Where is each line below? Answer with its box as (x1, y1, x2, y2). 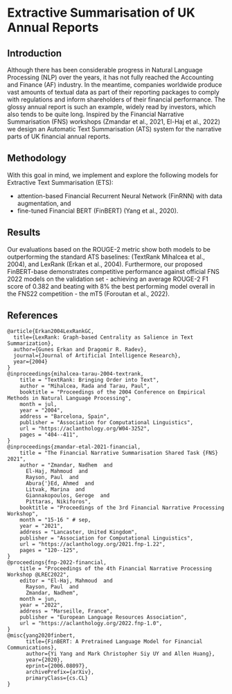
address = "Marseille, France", (19, 608, 113, 615)
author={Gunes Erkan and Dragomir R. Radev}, (13, 346, 148, 353)
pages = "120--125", (19, 547, 79, 554)
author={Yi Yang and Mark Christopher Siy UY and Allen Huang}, (25, 650, 215, 658)
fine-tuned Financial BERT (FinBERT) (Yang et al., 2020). (17, 207, 179, 215)
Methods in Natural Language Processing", (7, 395, 132, 402)
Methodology (7, 152, 67, 164)
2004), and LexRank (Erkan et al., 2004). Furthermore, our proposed (7, 259, 203, 268)
